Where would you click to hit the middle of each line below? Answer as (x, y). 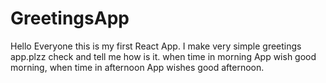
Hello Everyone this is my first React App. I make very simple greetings (156, 46)
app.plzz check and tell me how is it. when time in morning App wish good (163, 56)
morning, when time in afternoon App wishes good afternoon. (137, 67)
